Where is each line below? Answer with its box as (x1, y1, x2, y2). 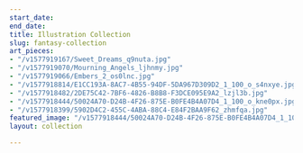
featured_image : (9, 113, 70, 122)
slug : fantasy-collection (9, 38, 106, 48)
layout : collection (9, 122, 83, 131)
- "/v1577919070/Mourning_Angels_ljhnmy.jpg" (9, 64, 183, 73)
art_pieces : (9, 47, 54, 56)
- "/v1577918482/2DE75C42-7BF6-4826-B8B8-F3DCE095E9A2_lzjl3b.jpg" (9, 88, 269, 97)
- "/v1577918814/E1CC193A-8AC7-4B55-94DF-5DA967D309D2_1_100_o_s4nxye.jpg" (9, 80, 300, 89)
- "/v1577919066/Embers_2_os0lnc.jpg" (9, 72, 155, 81)
